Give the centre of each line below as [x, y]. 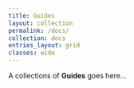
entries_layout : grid [44, 46]
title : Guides [32, 16]
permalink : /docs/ [39, 30]
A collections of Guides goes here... [67, 76]
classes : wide [32, 53]
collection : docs [37, 38]
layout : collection [41, 23]
